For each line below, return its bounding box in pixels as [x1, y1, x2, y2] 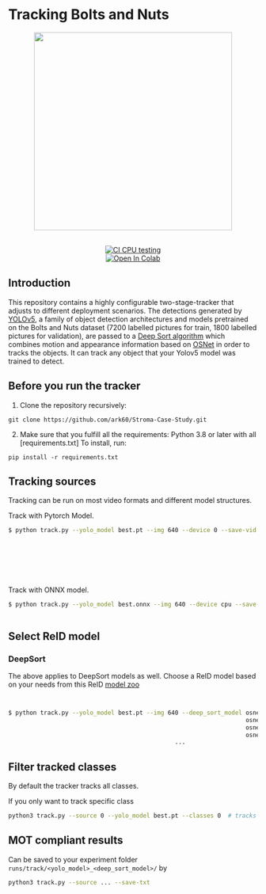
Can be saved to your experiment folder [8, 854, 139, 864]
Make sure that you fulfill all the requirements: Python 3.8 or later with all [19, 429, 256, 439]
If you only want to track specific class [8, 797, 135, 806]
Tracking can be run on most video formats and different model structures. [8, 496, 252, 505]
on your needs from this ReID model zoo [8, 679, 140, 689]
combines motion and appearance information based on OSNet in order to [8, 339, 250, 349]
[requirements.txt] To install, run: [19, 438, 127, 447]
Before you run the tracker [8, 379, 141, 393]
